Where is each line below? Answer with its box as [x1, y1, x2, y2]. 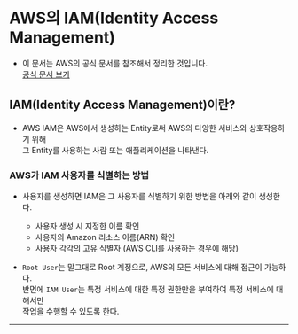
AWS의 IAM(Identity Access [9, 8, 219, 28]
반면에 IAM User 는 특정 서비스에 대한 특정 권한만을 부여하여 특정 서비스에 [21, 284, 275, 295]
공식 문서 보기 [21, 68, 70, 80]
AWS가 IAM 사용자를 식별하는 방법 [9, 169, 149, 182]
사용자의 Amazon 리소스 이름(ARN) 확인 [35, 232, 176, 243]
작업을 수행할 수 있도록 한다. [21, 307, 120, 317]
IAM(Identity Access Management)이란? [9, 97, 236, 113]
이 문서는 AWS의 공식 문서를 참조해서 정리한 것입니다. [21, 58, 208, 68]
